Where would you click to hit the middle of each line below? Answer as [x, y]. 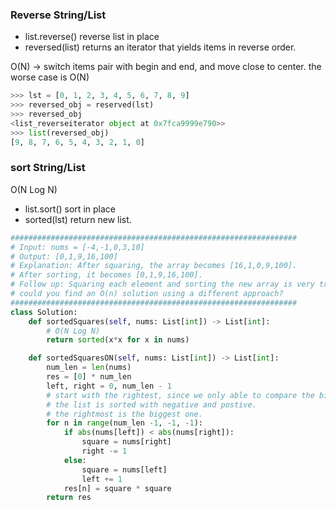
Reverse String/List [58, 15]
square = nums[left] [124, 469]
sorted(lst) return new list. [78, 219]
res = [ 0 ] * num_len [89, 377]
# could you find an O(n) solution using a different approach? [147, 294]
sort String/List [48, 168]
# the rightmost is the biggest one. [124, 414]
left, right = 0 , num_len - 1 [109, 386]
